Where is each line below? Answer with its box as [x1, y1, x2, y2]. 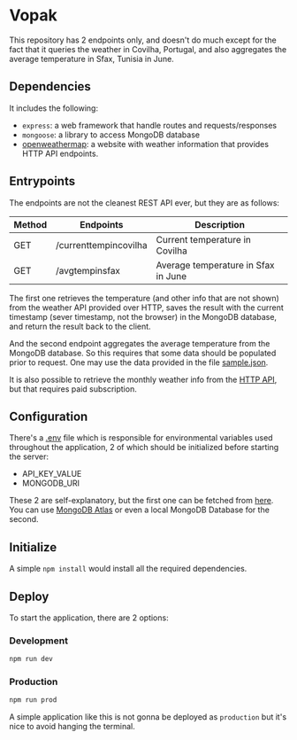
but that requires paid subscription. [9, 383, 137, 394]
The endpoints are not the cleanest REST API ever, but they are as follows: [9, 197, 280, 208]
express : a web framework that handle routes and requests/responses [21, 120, 278, 130]
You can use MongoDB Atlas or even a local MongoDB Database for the [9, 504, 270, 515]
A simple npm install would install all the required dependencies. [9, 564, 247, 574]
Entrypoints [9, 174, 76, 189]
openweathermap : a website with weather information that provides [21, 138, 270, 149]
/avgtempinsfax [56, 264, 121, 277]
